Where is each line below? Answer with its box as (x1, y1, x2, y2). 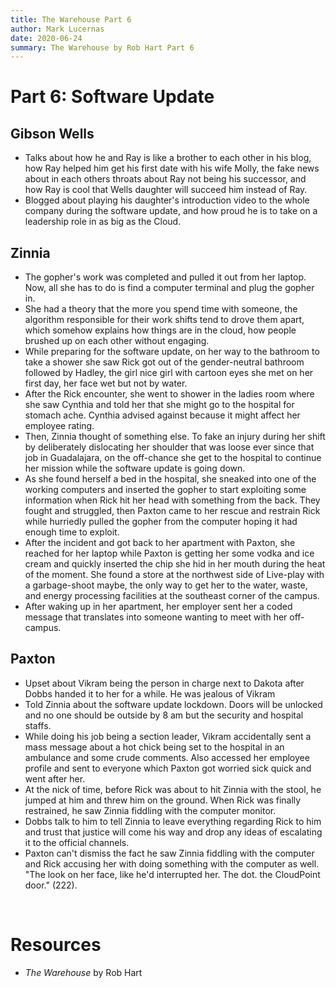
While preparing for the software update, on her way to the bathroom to (24, 346, 320, 358)
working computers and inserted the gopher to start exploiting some (24, 484, 307, 496)
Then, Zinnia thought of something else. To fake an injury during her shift (24, 431, 326, 443)
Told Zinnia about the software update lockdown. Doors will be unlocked (24, 698, 323, 710)
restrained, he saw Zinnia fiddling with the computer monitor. (24, 804, 277, 816)
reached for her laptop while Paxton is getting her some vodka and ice (24, 547, 315, 560)
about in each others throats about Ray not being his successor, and (24, 173, 307, 185)
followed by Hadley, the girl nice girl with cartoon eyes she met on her (24, 367, 314, 379)
